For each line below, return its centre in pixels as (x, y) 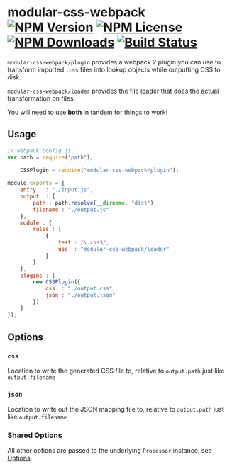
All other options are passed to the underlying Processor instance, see (110, 450)
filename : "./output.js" (71, 210)
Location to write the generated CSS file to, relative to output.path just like (116, 371)
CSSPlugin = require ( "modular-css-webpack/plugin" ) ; (100, 171)
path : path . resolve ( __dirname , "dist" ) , (95, 203)
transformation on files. (42, 98)
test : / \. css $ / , (84, 243)
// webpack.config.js (39, 151)
